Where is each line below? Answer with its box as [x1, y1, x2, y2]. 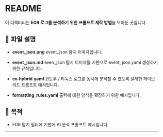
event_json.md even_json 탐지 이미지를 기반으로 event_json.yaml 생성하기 [12, 59, 158, 65]
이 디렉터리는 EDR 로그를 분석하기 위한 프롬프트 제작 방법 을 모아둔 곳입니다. [5, 19, 147, 25]
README [5, 3, 42, 14]
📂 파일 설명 [5, 35, 36, 44]
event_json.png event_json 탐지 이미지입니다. [12, 49, 103, 55]
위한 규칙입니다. [12, 65, 42, 71]
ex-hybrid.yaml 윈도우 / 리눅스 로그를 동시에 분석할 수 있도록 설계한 [12, 76, 142, 82]
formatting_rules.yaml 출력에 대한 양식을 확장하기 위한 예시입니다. [12, 92, 141, 98]
